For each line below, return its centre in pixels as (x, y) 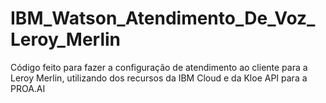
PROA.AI (28, 88)
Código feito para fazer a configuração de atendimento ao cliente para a (159, 67)
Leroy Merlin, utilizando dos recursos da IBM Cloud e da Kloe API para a (159, 78)
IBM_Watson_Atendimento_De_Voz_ (163, 18)
